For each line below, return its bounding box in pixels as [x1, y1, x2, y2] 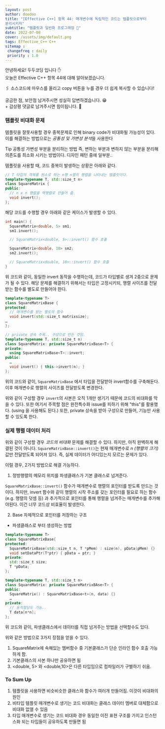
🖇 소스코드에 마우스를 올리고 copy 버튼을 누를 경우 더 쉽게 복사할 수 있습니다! [5, 85, 155, 91]
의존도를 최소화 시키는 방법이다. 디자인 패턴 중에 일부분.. [5, 152, 113, 158]
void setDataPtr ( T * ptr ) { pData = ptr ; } [9, 551, 96, 555]
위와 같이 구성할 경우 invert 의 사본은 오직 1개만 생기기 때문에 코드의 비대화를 [5, 395, 153, 401]
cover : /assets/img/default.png [5, 35, 71, 40]
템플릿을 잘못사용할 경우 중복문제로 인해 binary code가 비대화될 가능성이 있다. [5, 129, 156, 135]
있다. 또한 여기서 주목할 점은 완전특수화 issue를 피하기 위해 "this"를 [15, 401, 145, 407]
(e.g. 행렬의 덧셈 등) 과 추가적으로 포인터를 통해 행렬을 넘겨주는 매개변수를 [5, 495, 147, 501]
